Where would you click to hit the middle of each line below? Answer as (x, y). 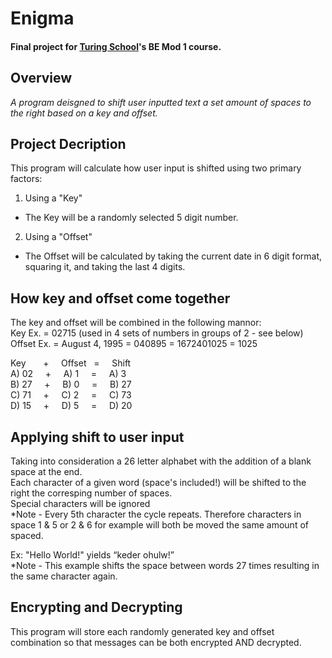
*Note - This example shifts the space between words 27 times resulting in (165, 566)
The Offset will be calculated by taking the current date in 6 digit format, (173, 256)
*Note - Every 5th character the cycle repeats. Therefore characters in (156, 514)
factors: (26, 179)
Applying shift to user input (97, 437)
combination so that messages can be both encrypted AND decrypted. (156, 642)
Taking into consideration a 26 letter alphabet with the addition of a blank (161, 461)
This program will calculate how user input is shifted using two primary (156, 168)
